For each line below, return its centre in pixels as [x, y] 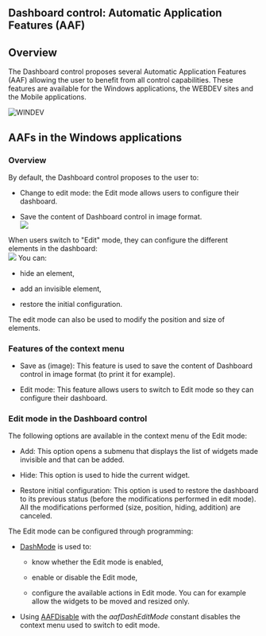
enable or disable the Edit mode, [85, 578]
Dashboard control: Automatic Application [115, 13]
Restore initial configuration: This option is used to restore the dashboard [139, 491]
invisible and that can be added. [72, 460]
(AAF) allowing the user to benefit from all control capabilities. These [121, 80]
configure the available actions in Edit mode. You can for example [139, 593]
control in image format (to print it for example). [97, 374]
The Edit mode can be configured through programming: [101, 531]
